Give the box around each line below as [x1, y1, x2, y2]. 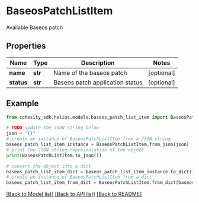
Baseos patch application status [53, 78, 143, 87]
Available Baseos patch [6, 24, 63, 31]
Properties [6, 41, 46, 51]
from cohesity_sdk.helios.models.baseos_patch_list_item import [6, 114, 168, 120]
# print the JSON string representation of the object [6, 147, 145, 153]
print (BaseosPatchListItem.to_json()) [6, 153, 102, 158]
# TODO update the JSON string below [6, 125, 99, 131]
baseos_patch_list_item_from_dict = [6, 180, 97, 186]
